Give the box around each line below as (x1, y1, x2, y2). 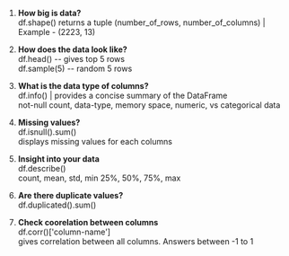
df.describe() (17, 163, 66, 173)
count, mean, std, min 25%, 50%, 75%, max (17, 172, 181, 183)
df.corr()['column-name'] (17, 226, 110, 237)
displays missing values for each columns (17, 137, 173, 146)
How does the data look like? (17, 44, 127, 55)
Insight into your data (17, 154, 101, 164)
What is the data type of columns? (17, 81, 149, 91)
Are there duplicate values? (17, 190, 124, 200)
